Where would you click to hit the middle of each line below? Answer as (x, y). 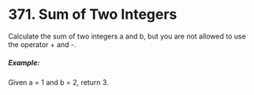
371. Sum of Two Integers (93, 15)
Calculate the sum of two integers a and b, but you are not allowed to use (127, 36)
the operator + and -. (42, 44)
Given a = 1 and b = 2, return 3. (58, 82)
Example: (24, 62)
